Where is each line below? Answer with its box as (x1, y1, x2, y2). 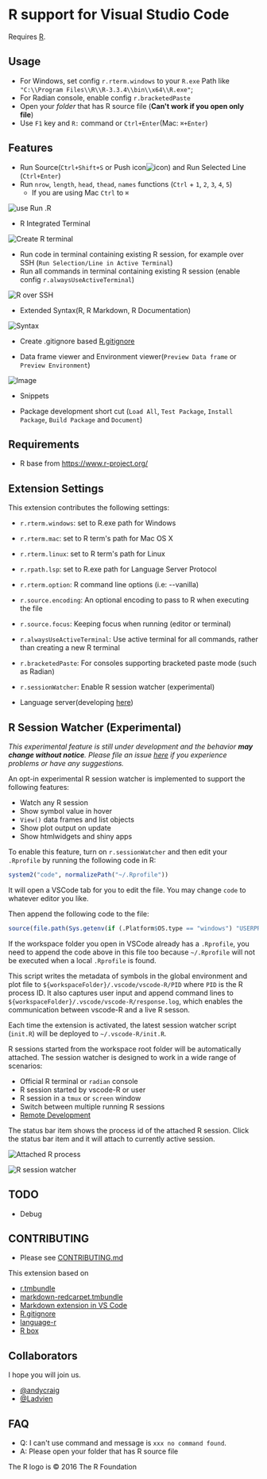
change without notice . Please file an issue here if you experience (8, 750, 228, 760)
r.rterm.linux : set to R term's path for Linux (19, 549, 165, 559)
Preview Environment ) (19, 360, 91, 370)
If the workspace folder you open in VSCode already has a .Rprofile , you (8, 939, 250, 948)
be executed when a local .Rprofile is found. (8, 955, 157, 965)
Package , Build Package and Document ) (19, 415, 143, 424)
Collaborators (8, 1349, 78, 1362)
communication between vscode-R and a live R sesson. (8, 1005, 191, 1014)
